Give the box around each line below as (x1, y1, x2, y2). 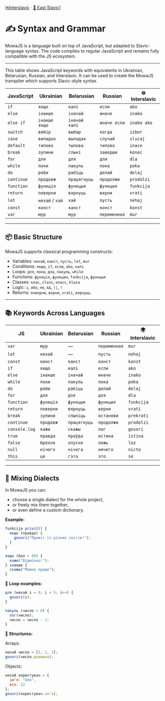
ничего (98, 446, 114, 452)
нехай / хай (38, 197, 63, 204)
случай (100, 136, 115, 141)
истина (98, 433, 114, 439)
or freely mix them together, (12, 502, 69, 508)
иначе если (100, 120, 125, 126)
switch (7, 129, 23, 135)
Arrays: (5, 640, 20, 646)
